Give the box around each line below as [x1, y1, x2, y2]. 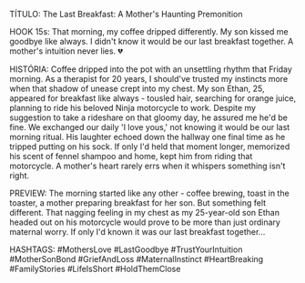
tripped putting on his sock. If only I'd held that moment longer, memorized [9, 141, 290, 152]
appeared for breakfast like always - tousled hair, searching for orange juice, [9, 93, 297, 104]
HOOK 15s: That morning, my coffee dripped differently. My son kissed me [9, 26, 289, 36]
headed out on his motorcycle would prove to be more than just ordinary [9, 217, 280, 227]
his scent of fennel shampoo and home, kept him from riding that [9, 151, 253, 161]
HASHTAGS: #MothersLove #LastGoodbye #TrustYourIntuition [9, 244, 243, 255]
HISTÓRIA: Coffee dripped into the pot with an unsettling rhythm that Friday [9, 64, 293, 75]
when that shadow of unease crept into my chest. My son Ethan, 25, [9, 83, 266, 94]
